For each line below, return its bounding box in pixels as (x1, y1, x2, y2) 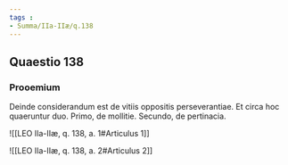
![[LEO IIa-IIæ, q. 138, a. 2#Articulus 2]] (9, 145, 153, 156)
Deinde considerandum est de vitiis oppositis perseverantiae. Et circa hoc (9, 102, 280, 112)
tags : (9, 12, 34, 22)
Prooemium (9, 81, 61, 94)
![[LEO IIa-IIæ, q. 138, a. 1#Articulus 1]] (9, 128, 150, 139)
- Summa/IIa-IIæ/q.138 (9, 21, 94, 30)
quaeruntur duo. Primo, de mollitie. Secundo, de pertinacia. (9, 111, 226, 121)
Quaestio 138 (9, 54, 85, 70)
